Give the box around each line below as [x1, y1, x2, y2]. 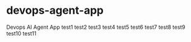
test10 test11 [6, 29, 37, 37]
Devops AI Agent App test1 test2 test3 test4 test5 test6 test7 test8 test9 [6, 23, 186, 31]
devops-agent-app [6, 4, 104, 17]
